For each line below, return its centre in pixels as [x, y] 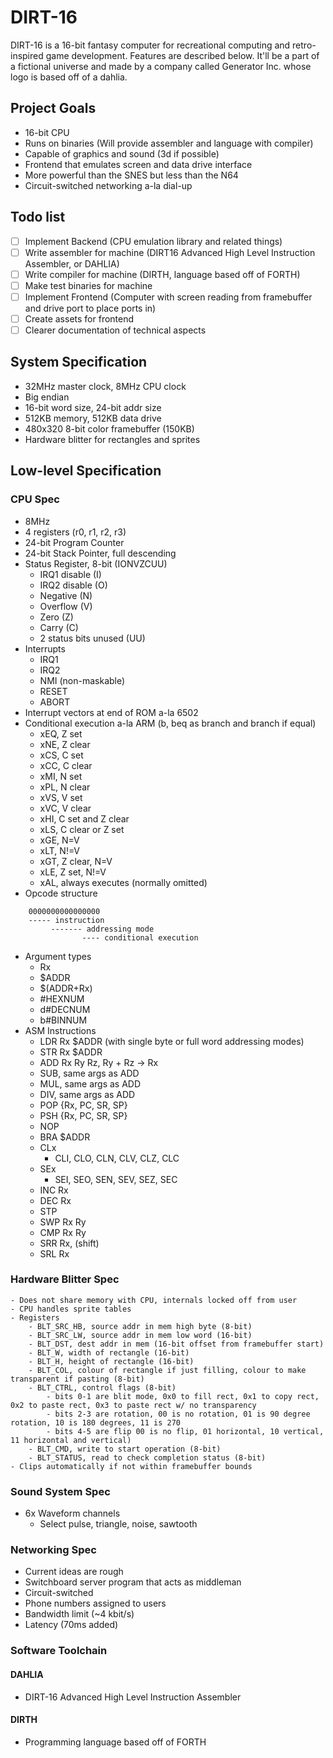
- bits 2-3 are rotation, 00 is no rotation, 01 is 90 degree [178, 1414]
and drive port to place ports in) [90, 308]
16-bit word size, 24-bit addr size [93, 407]
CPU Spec [35, 499]
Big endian [47, 397]
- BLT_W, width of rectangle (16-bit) [109, 1352]
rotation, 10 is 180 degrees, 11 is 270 [96, 1422]
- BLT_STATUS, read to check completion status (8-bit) [147, 1457]
